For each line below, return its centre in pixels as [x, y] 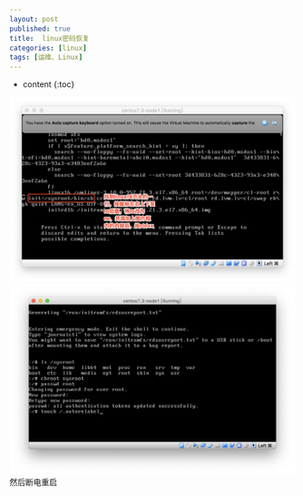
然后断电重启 [33, 482]
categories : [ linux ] [49, 48]
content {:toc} [49, 84]
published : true [40, 29]
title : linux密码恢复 [49, 38]
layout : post [34, 19]
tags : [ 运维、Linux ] [46, 58]
